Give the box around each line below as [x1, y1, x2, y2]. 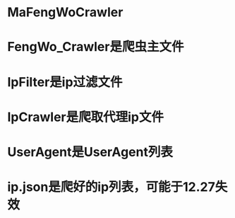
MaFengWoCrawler [7, 4, 123, 21]
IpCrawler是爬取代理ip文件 [7, 109, 164, 125]
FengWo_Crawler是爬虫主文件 [7, 39, 184, 55]
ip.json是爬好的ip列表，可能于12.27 [7, 179, 215, 195]
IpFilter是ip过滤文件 [7, 74, 123, 90]
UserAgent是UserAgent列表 [7, 144, 173, 160]
